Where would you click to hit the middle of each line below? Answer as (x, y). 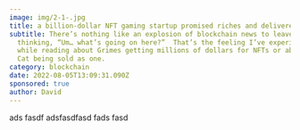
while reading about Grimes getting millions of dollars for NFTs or (149, 51)
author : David (36, 92)
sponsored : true (39, 84)
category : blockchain (50, 68)
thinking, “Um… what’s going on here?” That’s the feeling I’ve (142, 42)
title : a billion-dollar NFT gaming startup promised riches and (133, 26)
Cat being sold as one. (61, 59)
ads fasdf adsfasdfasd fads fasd (69, 118)
